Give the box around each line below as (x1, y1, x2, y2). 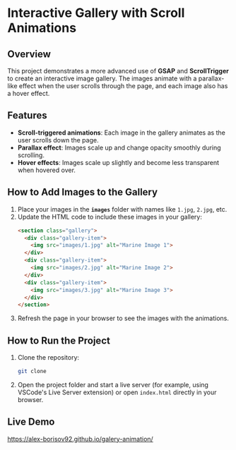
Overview (7, 48, 52, 60)
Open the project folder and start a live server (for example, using (17, 380, 208, 389)
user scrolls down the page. (17, 135, 99, 144)
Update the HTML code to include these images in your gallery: (17, 212, 203, 221)
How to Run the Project (7, 334, 111, 346)
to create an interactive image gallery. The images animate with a (7, 74, 197, 83)
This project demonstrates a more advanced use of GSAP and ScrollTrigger (7, 67, 230, 75)
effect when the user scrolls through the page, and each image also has (18, 82, 228, 90)
